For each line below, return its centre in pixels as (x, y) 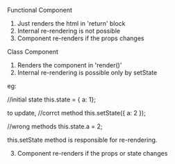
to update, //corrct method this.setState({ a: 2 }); (76, 113)
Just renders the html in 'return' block (71, 23)
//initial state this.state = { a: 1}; (51, 99)
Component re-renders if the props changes (81, 38)
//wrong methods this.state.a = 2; (55, 126)
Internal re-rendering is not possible (68, 31)
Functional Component (40, 10)
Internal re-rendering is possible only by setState (87, 73)
